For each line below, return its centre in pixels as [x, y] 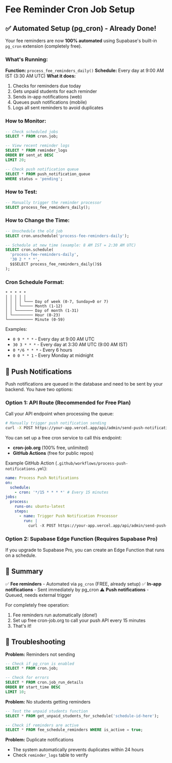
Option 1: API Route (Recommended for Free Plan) [68, 403]
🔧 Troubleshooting [35, 642]
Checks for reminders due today [47, 86]
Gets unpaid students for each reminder [55, 91]
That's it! [22, 626]
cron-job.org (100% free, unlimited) [50, 448]
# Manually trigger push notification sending [56, 423]
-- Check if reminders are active [42, 725]
